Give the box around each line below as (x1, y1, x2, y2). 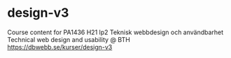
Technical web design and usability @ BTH (7, 35, 131, 43)
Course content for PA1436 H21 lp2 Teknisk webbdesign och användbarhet (7, 28, 224, 36)
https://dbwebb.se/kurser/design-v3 (7, 43, 113, 51)
